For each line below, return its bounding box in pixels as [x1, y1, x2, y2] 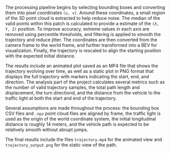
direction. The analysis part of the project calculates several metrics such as [5, 79, 165, 85]
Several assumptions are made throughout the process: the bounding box [5, 105, 159, 111]
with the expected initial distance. [5, 53, 76, 59]
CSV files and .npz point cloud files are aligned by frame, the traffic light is [5, 110, 161, 116]
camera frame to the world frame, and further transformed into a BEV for [5, 42, 157, 48]
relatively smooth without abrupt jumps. [5, 127, 88, 133]
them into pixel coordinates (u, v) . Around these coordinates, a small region [5, 10, 165, 16]
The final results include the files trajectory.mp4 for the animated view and [5, 137, 162, 142]
